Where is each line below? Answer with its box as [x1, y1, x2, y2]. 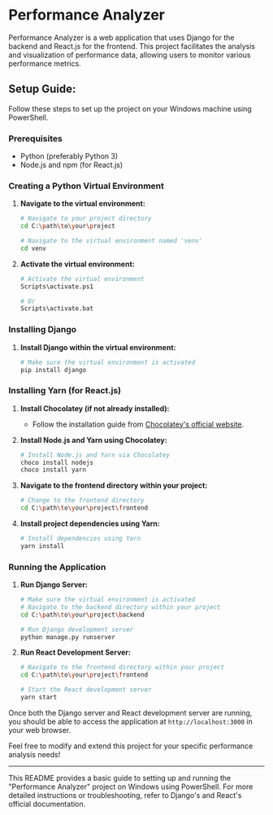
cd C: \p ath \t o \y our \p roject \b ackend [19, 611, 145, 619]
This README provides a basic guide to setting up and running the [8, 773, 232, 782]
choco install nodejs [19, 458, 93, 467]
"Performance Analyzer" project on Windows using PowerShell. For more [8, 782, 253, 791]
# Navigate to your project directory [19, 214, 152, 223]
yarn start [19, 694, 58, 702]
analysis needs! [8, 749, 61, 759]
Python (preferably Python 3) [19, 151, 119, 161]
